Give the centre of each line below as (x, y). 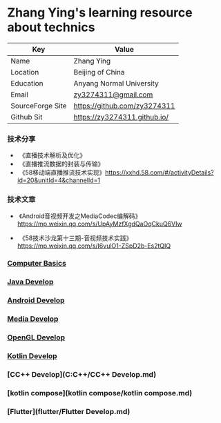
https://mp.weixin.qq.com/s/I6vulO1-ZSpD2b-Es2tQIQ (94, 246)
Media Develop (33, 319)
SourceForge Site (39, 106)
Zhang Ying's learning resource (100, 13)
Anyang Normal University (116, 83)
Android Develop (36, 300)
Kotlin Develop (32, 356)
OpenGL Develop (36, 337)
